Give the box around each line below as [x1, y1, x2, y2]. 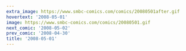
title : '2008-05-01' [6, 36, 58, 42]
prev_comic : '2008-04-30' [6, 30, 70, 36]
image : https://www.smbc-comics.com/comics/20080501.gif [6, 19, 151, 25]
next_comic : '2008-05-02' [6, 25, 70, 31]
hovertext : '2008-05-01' [6, 14, 68, 20]
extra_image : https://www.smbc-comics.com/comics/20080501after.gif [6, 8, 180, 15]
